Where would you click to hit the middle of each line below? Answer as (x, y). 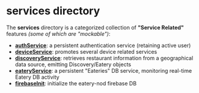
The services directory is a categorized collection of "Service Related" (95, 27)
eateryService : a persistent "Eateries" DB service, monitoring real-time (103, 70)
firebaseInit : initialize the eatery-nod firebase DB (76, 83)
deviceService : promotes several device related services (86, 51)
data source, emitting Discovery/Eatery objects (73, 64)
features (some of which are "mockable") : (58, 33)
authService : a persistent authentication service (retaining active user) (103, 45)
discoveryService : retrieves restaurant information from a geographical (104, 58)
